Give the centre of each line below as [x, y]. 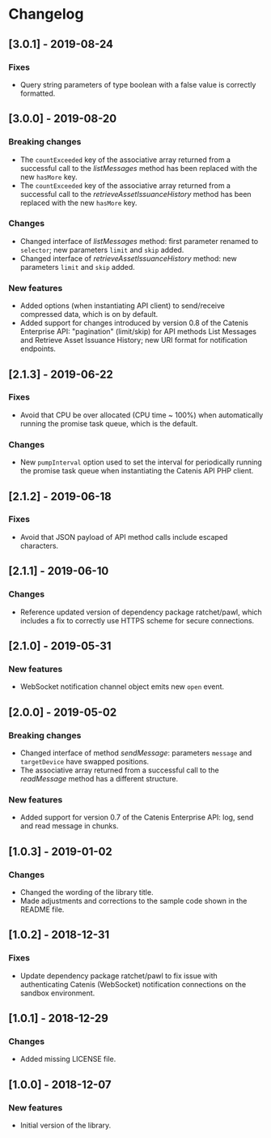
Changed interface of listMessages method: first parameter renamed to [139, 241]
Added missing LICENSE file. [68, 1059]
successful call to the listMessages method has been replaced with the [138, 168]
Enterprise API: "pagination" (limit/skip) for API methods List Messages [138, 332]
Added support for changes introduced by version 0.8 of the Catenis [134, 323]
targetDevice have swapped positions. [85, 761]
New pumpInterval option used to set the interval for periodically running [141, 462]
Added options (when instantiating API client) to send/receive [122, 306]
